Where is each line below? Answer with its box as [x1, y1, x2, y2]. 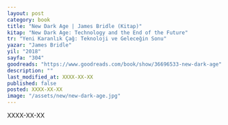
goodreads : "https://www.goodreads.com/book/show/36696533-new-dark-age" [7, 61, 223, 68]
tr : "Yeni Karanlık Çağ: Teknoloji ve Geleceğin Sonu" [7, 36, 167, 42]
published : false [7, 80, 57, 87]
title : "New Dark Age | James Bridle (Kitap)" [7, 23, 142, 29]
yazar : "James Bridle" [7, 42, 72, 48]
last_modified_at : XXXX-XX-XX [7, 73, 94, 81]
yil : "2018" [7, 48, 41, 55]
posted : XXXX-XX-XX [7, 86, 63, 93]
